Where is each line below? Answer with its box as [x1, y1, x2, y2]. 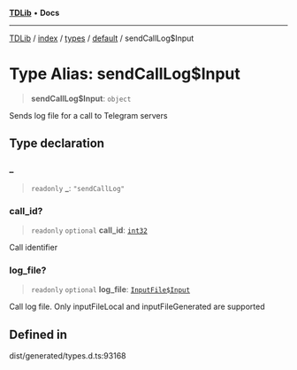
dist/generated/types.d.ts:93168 [9, 351, 126, 361]
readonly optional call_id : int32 [30, 225, 148, 235]
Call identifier [9, 242, 58, 252]
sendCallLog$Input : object [30, 93, 132, 104]
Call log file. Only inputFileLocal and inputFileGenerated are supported [9, 301, 265, 312]
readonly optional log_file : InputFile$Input [30, 284, 191, 295]
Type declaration [9, 136, 104, 151]
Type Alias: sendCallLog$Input [9, 64, 241, 84]
